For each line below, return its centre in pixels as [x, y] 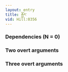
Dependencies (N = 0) [33, 37]
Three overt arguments [34, 64]
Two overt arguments [32, 50]
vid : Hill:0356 [21, 19]
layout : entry [20, 10]
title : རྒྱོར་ [16, 15]
